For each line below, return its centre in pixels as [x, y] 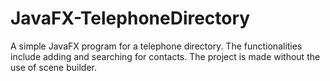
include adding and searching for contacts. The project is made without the [165, 56]
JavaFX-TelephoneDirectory [130, 18]
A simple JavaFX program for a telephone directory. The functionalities [156, 46]
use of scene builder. [53, 67]
